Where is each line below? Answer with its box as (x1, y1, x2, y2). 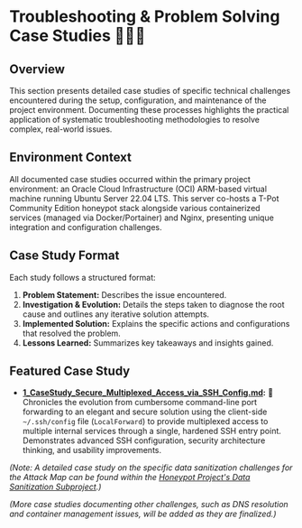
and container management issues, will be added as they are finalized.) (9, 508, 277, 520)
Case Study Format (9, 248, 120, 264)
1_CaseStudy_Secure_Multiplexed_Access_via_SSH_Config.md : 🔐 (22, 387, 273, 398)
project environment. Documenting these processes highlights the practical (9, 105, 289, 115)
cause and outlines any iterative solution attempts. (22, 309, 210, 320)
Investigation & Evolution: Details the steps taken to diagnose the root (22, 299, 285, 310)
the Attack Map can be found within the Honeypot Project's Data (9, 472, 251, 483)
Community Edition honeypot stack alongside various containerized (9, 202, 261, 213)
